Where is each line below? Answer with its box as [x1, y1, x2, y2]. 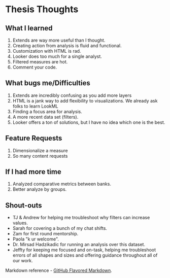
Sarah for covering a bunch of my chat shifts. [12, 225, 108, 231]
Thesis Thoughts [5, 4, 79, 15]
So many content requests [12, 153, 68, 159]
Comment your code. [12, 64, 57, 70]
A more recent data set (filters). [12, 114, 79, 120]
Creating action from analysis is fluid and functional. [12, 43, 122, 49]
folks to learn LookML [12, 103, 58, 109]
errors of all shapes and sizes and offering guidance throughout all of [12, 252, 158, 258]
